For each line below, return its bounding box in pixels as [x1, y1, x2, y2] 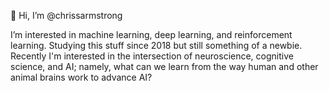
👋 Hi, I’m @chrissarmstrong [10, 10, 123, 21]
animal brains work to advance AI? [10, 71, 153, 83]
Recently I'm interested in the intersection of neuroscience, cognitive [10, 50, 294, 62]
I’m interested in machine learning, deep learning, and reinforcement [10, 29, 293, 40]
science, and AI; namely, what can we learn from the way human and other [10, 61, 319, 72]
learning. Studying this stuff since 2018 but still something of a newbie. [10, 40, 303, 51]
